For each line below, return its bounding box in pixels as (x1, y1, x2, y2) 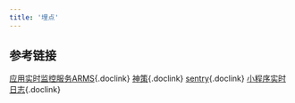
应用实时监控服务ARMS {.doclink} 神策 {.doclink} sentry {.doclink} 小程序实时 (9, 73, 286, 84)
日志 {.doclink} (9, 84, 61, 95)
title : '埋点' (9, 12, 60, 22)
